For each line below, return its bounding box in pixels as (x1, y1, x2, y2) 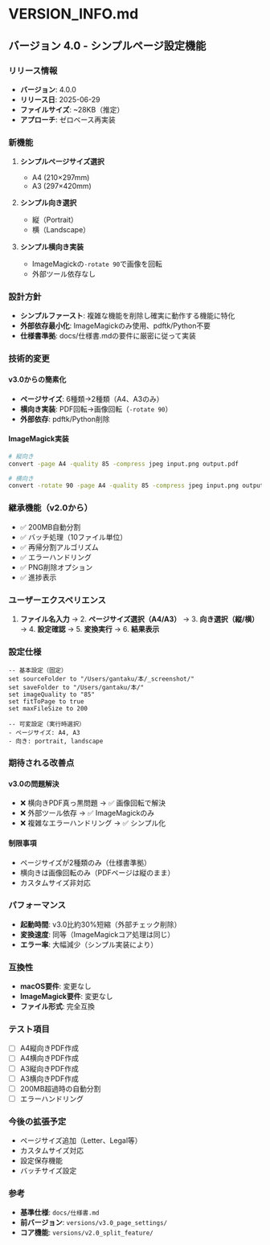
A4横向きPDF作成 (19, 1054, 79, 1063)
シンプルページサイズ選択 (19, 157, 104, 166)
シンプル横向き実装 (19, 242, 84, 252)
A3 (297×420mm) (31, 182, 92, 191)
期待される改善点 (8, 757, 75, 768)
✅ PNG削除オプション (19, 562, 93, 571)
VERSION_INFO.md (8, 5, 139, 23)
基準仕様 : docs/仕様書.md (19, 1207, 100, 1218)
